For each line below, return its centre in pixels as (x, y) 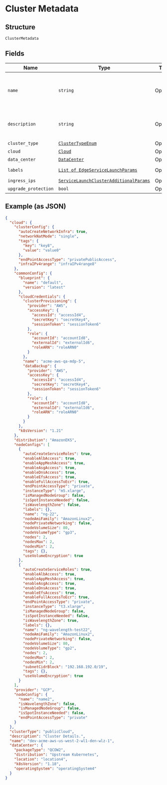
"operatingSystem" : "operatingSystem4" (55, 769)
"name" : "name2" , (36, 699)
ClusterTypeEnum (78, 143)
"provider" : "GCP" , (34, 690)
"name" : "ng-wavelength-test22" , (58, 630)
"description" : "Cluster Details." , (47, 736)
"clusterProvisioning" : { (50, 301)
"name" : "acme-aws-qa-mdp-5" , (54, 361)
